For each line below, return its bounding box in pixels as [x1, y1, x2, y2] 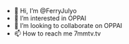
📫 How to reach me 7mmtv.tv [13, 29, 101, 38]
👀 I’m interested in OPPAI [13, 14, 87, 22]
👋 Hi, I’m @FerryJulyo [13, 7, 78, 15]
